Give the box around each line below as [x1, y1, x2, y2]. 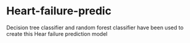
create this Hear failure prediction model [6, 30, 108, 37]
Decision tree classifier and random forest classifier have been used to [6, 24, 184, 31]
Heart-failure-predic [6, 4, 111, 18]
